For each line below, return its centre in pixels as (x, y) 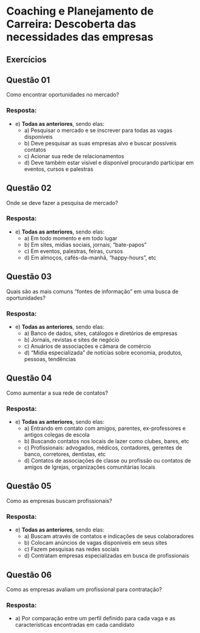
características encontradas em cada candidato (75, 625)
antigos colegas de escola (57, 435)
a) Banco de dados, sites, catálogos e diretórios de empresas (101, 333)
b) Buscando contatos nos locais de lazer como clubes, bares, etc (107, 441)
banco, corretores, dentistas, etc (65, 454)
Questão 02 (29, 188)
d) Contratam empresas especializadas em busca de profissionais (107, 556)
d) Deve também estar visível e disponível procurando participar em (109, 162)
